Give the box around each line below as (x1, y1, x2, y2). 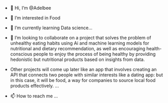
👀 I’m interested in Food (10, 15, 61, 20)
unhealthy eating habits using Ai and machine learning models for (10, 40, 150, 46)
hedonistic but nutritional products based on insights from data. (10, 56, 145, 63)
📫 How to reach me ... (10, 93, 58, 99)
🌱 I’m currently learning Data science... (10, 25, 92, 31)
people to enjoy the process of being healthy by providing (33, 51, 156, 57)
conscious (10, 51, 32, 57)
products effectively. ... (10, 83, 59, 89)
